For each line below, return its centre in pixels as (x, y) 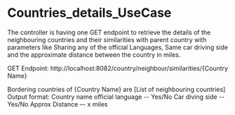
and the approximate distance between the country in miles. (94, 55)
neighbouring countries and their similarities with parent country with (107, 39)
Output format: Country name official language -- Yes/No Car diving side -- (116, 97)
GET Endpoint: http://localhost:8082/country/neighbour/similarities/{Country (118, 68)
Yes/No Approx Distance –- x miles (58, 104)
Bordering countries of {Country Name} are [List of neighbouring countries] (116, 89)
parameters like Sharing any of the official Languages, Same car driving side (117, 47)
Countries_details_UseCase (89, 13)
